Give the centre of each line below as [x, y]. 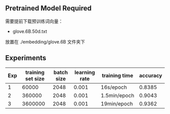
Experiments [26, 58]
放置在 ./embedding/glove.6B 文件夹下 [45, 42]
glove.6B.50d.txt [30, 31]
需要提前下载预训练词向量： [34, 21]
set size [35, 79]
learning [84, 72]
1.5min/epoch [118, 95]
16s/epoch [114, 87]
